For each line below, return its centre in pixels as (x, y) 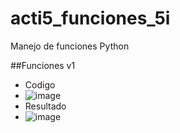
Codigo (40, 84)
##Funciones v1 (43, 65)
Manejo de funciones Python (70, 46)
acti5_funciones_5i (90, 18)
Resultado (45, 106)
